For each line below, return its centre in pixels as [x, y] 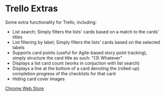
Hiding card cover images [39, 79]
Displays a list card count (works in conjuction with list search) [76, 63]
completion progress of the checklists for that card [64, 73]
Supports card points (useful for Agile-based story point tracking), [80, 53]
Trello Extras [32, 9]
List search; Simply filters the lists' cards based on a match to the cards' [86, 32]
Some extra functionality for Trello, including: [51, 22]
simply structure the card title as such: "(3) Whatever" [67, 58]
